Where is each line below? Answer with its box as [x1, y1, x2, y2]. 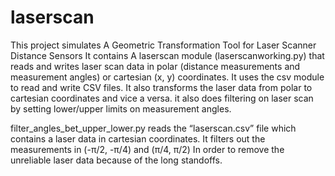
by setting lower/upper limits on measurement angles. [10, 102, 232, 115]
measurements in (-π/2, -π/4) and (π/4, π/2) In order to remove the [10, 143, 285, 155]
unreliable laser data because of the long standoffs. [10, 154, 223, 166]
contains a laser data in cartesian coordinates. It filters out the [10, 132, 266, 145]
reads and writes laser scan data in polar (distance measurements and [10, 60, 301, 72]
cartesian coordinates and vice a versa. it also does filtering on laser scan [10, 92, 314, 104]
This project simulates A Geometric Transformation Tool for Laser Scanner [10, 39, 317, 51]
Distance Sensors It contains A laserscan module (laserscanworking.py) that [10, 49, 325, 61]
